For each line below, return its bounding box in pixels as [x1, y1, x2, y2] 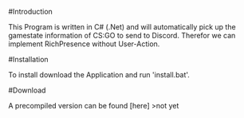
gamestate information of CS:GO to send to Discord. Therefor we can [8, 31, 236, 40]
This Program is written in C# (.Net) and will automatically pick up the [8, 22, 237, 31]
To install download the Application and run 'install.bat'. [8, 70, 190, 79]
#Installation [8, 55, 49, 64]
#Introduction [8, 7, 53, 16]
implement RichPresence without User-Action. [8, 39, 160, 49]
